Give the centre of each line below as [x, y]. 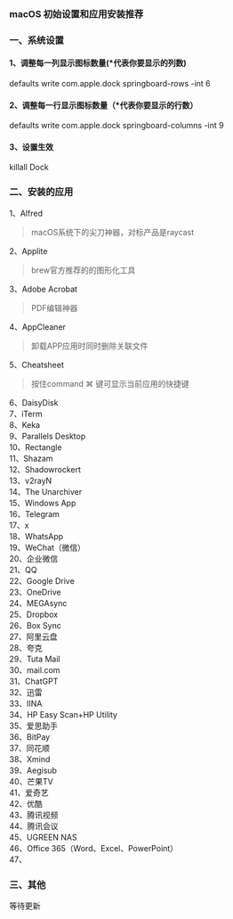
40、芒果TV [31, 781]
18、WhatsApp [36, 536]
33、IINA [26, 703]
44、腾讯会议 [34, 825]
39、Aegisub [33, 770]
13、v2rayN [31, 480]
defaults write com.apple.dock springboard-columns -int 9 [116, 126]
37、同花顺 [30, 748]
